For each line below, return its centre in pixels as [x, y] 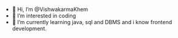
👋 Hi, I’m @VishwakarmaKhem [50, 9]
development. [29, 28]
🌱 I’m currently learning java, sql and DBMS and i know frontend [92, 22]
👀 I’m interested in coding [44, 16]
